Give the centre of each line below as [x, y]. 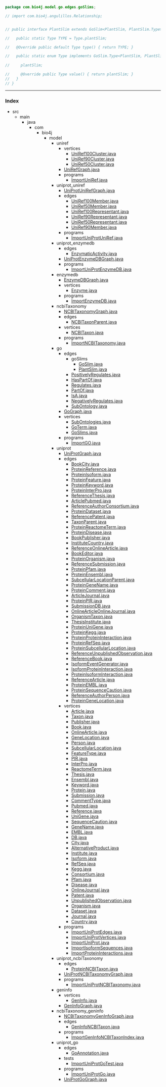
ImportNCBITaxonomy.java [99, 343]
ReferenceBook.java [92, 658]
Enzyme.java [84, 290]
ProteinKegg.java [89, 632]
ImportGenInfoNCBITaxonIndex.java [108, 1037]
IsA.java [79, 395]
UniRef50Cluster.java [93, 164]
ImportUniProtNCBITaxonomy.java [106, 985]
